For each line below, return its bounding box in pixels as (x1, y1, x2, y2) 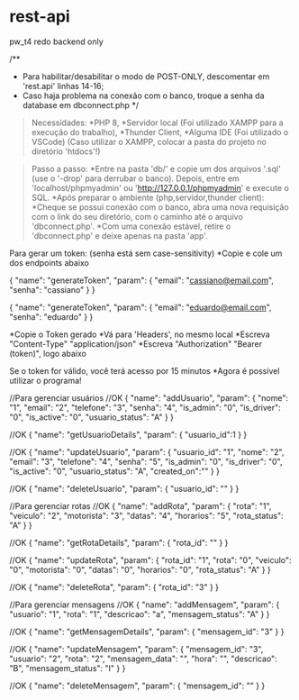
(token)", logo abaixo (9, 348, 87, 359)
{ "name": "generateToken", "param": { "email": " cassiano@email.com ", (9, 275, 275, 286)
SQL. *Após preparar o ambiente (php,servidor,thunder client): (31, 192, 265, 203)
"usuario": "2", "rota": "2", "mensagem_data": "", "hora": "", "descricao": (9, 653, 277, 664)
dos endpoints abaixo (9, 257, 90, 268)
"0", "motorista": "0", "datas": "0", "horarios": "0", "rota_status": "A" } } (9, 564, 272, 575)
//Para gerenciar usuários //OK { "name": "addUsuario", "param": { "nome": (9, 392, 289, 403)
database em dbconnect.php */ (22, 99, 140, 110)
